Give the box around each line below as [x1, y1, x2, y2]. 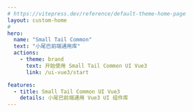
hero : [7, 29, 23, 37]
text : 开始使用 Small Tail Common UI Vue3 [25, 62, 148, 69]
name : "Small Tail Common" [13, 36, 92, 43]
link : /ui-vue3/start [25, 69, 90, 76]
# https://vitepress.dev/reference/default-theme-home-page [7, 10, 187, 17]
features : [7, 81, 36, 88]
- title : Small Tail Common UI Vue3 [13, 88, 120, 95]
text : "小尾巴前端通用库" [13, 43, 80, 50]
